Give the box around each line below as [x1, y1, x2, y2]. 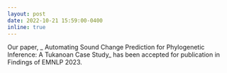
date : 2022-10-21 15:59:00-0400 [7, 17, 103, 24]
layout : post [7, 10, 46, 18]
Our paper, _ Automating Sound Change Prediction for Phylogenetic [7, 43, 205, 52]
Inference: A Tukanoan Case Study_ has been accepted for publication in [7, 50, 221, 59]
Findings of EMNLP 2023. [7, 58, 83, 67]
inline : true [7, 23, 46, 30]
